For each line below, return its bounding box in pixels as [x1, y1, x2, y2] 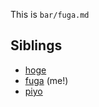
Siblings [10, 37, 63, 54]
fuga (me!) [24, 74, 69, 86]
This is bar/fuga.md [10, 9, 90, 20]
